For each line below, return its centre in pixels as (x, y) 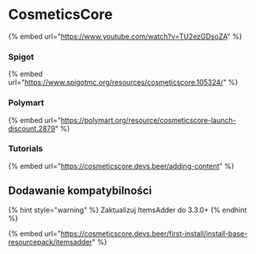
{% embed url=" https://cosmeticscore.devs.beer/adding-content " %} (121, 166)
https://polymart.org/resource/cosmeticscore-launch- (148, 120)
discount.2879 (32, 129)
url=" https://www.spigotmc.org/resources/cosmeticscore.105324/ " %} (123, 82)
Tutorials (26, 149)
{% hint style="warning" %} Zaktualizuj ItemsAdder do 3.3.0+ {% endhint (128, 210)
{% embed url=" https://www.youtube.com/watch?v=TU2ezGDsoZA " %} (125, 36)
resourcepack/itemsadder (50, 241)
